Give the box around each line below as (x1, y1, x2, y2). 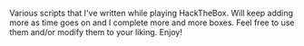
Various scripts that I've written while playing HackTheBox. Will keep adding (9, 8, 293, 18)
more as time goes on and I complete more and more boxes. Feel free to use (9, 17, 295, 28)
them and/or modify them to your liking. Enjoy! (9, 27, 183, 37)
